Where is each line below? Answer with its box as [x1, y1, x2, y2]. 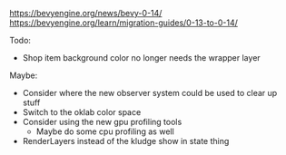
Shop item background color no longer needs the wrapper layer [22, 53, 261, 63]
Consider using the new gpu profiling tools [22, 117, 182, 127]
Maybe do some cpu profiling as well [35, 126, 174, 137]
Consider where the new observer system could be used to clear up [22, 88, 278, 98]
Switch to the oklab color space [22, 107, 142, 117]
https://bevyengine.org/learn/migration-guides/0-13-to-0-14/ [9, 17, 239, 28]
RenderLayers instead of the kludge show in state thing [22, 136, 230, 146]
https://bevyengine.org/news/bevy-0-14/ [9, 8, 163, 18]
